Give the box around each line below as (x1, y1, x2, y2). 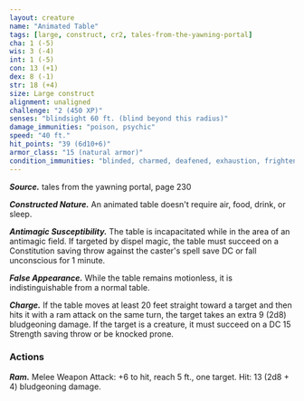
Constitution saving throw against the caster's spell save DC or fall (9, 245, 257, 256)
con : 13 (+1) (9, 64, 59, 73)
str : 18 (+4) (9, 81, 59, 90)
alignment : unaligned (9, 97, 91, 107)
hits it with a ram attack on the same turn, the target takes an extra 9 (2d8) (9, 309, 287, 320)
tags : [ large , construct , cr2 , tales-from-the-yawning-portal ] (9, 30, 253, 39)
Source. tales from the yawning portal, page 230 (9, 181, 192, 192)
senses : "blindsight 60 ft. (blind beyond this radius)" (9, 114, 229, 123)
